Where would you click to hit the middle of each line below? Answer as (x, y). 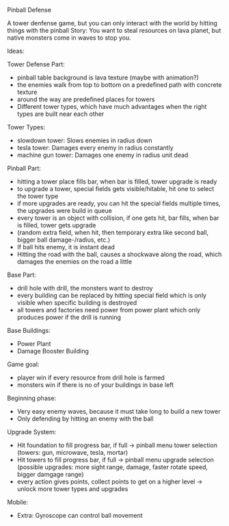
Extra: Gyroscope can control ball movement (80, 515)
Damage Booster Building (53, 351)
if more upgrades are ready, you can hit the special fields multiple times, (119, 203)
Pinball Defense (29, 10)
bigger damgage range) (50, 474)
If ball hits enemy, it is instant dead (66, 247)
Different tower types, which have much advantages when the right (112, 107)
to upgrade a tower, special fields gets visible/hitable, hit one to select (116, 189)
